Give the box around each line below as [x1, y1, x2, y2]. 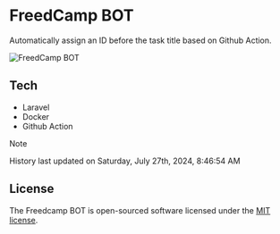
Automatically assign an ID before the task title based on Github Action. [9, 35, 272, 46]
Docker [21, 111, 50, 121]
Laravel [21, 102, 50, 113]
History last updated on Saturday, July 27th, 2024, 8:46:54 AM [9, 155, 241, 166]
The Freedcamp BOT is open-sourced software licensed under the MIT [9, 205, 271, 215]
